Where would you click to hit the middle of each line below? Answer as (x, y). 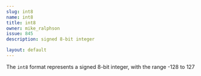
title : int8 (21, 23)
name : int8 (20, 17)
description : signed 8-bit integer (51, 39)
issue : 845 (20, 34)
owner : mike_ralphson (33, 28)
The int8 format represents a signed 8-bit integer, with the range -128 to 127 (100, 66)
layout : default (26, 50)
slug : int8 (20, 12)
